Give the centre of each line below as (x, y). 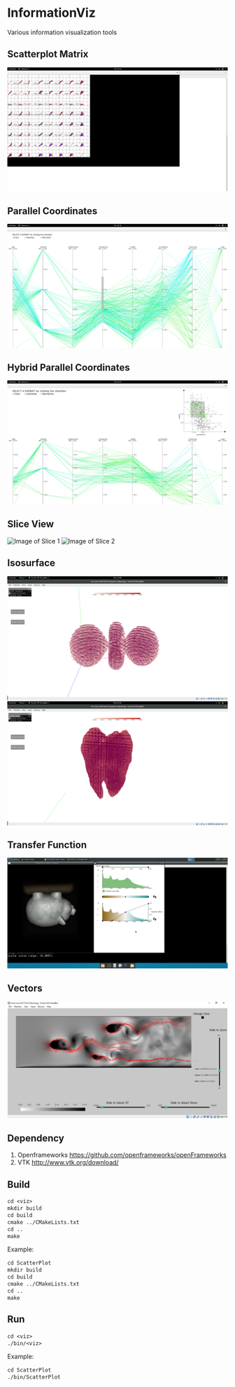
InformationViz (51, 13)
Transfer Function (47, 845)
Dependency (36, 1138)
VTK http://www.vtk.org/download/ (68, 1162)
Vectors (25, 988)
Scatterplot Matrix (48, 54)
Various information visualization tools (62, 32)
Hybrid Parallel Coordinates (69, 368)
